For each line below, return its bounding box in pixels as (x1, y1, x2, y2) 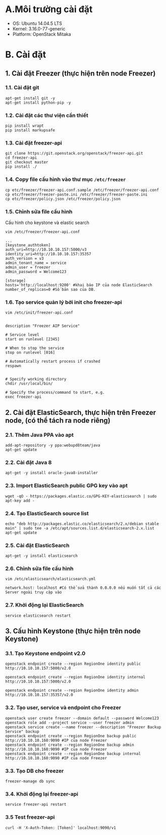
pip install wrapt (5, 123, 44, 129)
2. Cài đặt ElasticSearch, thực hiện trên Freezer (5, 408, 156, 416)
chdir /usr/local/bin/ (5, 381, 53, 386)
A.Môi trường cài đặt (5, 4, 93, 15)
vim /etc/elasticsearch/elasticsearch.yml (5, 577, 96, 582)
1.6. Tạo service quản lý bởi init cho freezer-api (5, 298, 122, 306)
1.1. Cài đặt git (5, 84, 39, 91)
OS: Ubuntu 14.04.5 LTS (12, 20, 62, 26)
